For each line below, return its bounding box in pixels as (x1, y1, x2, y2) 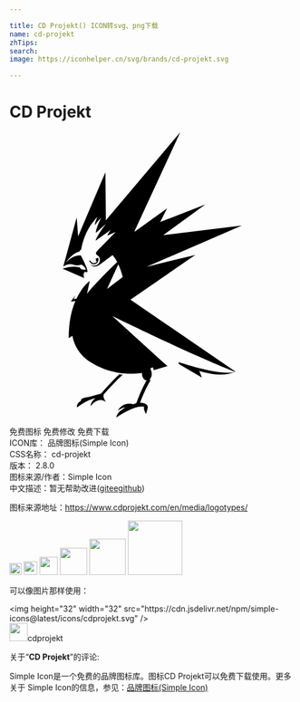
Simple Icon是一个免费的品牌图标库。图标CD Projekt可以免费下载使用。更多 (9, 671, 292, 682)
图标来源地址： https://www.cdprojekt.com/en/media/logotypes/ (9, 502, 248, 513)
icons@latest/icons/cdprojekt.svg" (9, 613, 139, 624)
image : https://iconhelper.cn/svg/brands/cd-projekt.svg (9, 55, 229, 64)
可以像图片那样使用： (9, 585, 89, 596)
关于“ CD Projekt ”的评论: (9, 651, 100, 662)
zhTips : (9, 38, 39, 47)
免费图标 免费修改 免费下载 (9, 427, 110, 438)
